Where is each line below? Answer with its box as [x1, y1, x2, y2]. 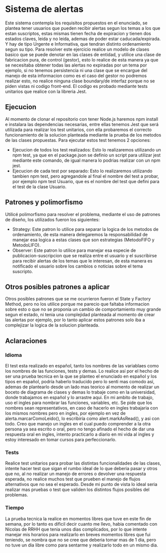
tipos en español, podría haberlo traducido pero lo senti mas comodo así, [5, 379, 155, 385]
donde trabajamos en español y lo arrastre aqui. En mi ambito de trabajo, [5, 395, 154, 401]
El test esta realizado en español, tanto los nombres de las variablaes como [5, 363, 159, 369]
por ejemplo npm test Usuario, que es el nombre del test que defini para [12, 178, 160, 184]
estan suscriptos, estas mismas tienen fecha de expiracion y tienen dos [5, 30, 151, 36]
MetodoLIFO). [12, 242, 41, 248]
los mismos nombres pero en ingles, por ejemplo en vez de [5, 411, 126, 416]
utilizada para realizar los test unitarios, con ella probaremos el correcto [5, 127, 152, 133]
